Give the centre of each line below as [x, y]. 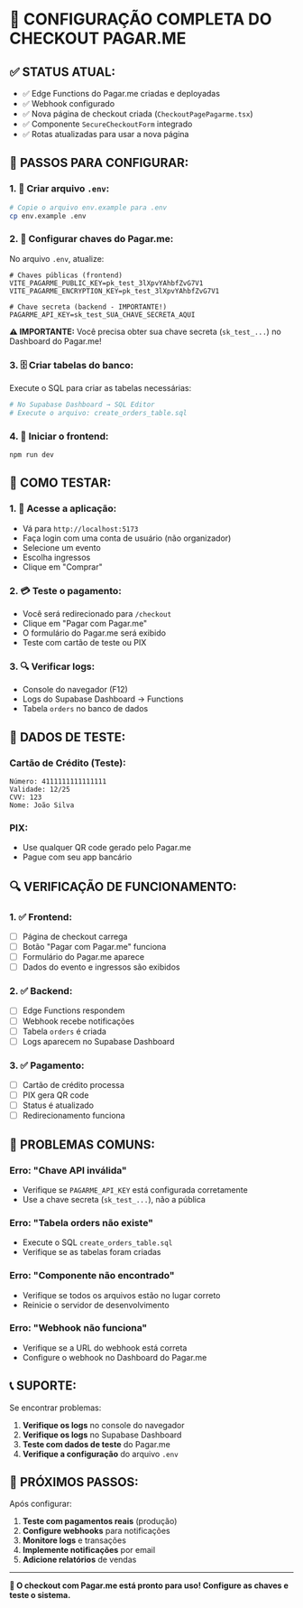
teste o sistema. [40, 1595]
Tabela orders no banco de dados [85, 709]
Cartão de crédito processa [73, 1085]
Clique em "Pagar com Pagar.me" [85, 623]
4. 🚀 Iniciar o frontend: [59, 436]
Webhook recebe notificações [78, 1021]
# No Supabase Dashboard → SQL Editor [82, 405]
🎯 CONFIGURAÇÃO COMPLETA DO [141, 19]
